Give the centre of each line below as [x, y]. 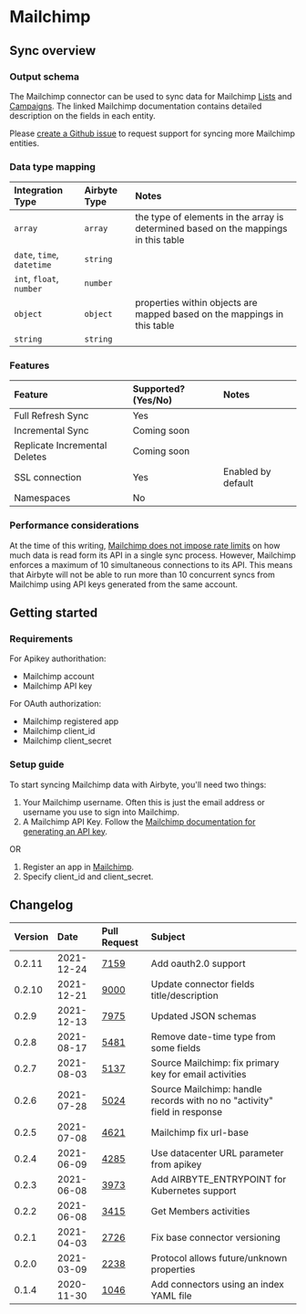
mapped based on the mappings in [209, 314]
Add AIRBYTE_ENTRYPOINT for [219, 1179]
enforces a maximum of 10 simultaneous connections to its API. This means [151, 564]
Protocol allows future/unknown [219, 1257]
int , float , [36, 279]
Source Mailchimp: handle [206, 1088]
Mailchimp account [58, 677]
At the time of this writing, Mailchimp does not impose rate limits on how [145, 545]
